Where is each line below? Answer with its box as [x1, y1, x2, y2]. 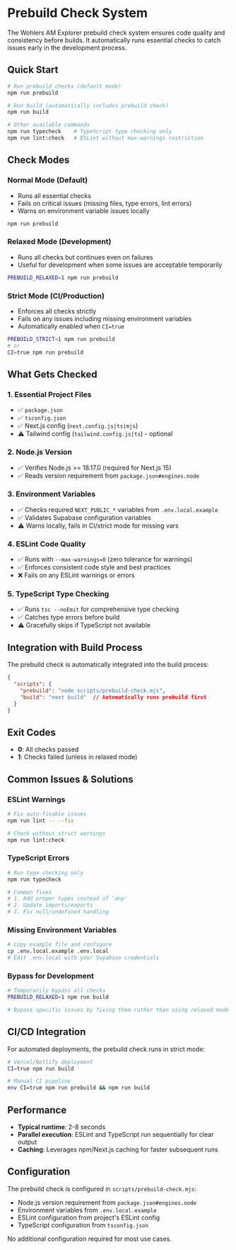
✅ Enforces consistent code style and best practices [17, 563, 171, 572]
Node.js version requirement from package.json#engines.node [17, 1198, 197, 1207]
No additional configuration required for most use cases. [7, 1234, 172, 1243]
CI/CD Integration [7, 1026, 86, 1038]
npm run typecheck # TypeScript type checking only [7, 128, 172, 135]
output [17, 1138, 37, 1146]
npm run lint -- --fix [7, 817, 74, 824]
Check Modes [7, 154, 70, 166]
